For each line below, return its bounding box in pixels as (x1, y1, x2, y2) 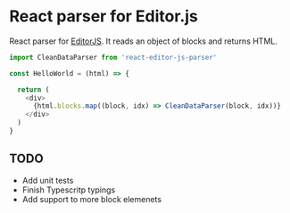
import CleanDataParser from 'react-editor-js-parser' (9, 53, 218, 61)
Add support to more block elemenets (21, 193, 162, 204)
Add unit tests (21, 175, 74, 185)
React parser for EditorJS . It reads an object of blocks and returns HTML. (9, 36, 278, 46)
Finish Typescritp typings (21, 184, 116, 195)
